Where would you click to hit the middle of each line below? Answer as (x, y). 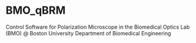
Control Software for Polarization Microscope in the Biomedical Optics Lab (98, 27)
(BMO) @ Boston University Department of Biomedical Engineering (88, 33)
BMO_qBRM (36, 10)
